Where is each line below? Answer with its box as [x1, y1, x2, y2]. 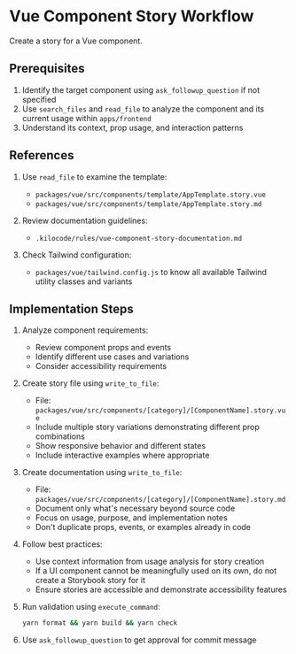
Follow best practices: [21, 539, 104, 550]
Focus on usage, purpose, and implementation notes [35, 512, 228, 523]
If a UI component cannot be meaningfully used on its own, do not [35, 566, 277, 576]
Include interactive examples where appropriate [35, 450, 210, 461]
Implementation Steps [9, 301, 135, 316]
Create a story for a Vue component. [9, 35, 144, 46]
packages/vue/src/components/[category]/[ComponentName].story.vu [35, 406, 286, 415]
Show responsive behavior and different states [35, 441, 206, 451]
